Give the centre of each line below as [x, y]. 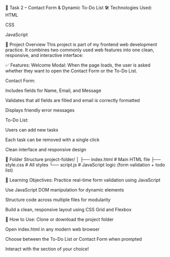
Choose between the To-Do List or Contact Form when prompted [74, 239]
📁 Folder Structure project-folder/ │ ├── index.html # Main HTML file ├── [83, 159]
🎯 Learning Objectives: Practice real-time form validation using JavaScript [83, 180]
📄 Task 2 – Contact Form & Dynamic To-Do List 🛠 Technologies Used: [79, 8]
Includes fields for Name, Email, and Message [53, 90]
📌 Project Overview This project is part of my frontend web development [81, 44]
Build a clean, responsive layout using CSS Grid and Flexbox [68, 210]
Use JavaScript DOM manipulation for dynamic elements [65, 190]
